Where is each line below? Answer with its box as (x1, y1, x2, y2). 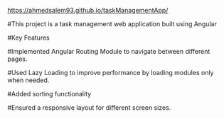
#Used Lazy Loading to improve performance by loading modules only (7, 69, 214, 76)
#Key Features (7, 33, 50, 42)
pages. (7, 55, 28, 63)
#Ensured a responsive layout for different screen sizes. (7, 103, 171, 112)
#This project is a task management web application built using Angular (7, 20, 217, 28)
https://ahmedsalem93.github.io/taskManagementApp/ (7, 6, 169, 14)
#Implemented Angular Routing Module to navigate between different (7, 47, 210, 55)
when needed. (7, 76, 50, 84)
